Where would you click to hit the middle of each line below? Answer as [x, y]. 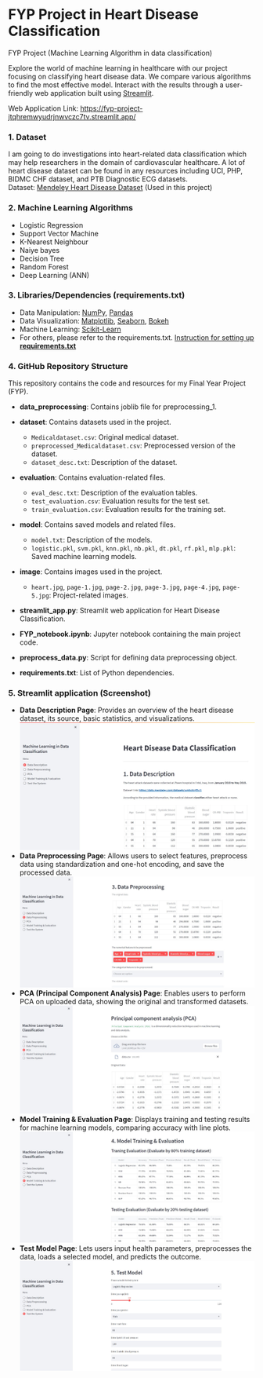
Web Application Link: [43, 108]
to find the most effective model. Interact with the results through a [116, 85]
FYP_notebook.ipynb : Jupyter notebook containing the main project [130, 634]
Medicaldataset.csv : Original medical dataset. [105, 437]
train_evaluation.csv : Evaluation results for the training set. [128, 510]
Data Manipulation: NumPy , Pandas [76, 313]
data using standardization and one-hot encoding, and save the [122, 864]
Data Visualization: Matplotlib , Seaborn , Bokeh [94, 320]
